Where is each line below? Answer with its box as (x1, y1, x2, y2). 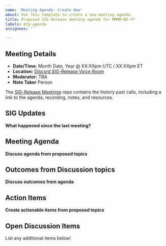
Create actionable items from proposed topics (5, 207, 105, 213)
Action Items (5, 193, 47, 202)
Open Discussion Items (5, 222, 80, 230)
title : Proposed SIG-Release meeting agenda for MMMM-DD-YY (5, 17, 136, 22)
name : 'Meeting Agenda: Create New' (5, 7, 83, 13)
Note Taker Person (12, 79, 53, 85)
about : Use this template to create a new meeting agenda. (5, 12, 133, 17)
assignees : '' (5, 26, 36, 31)
